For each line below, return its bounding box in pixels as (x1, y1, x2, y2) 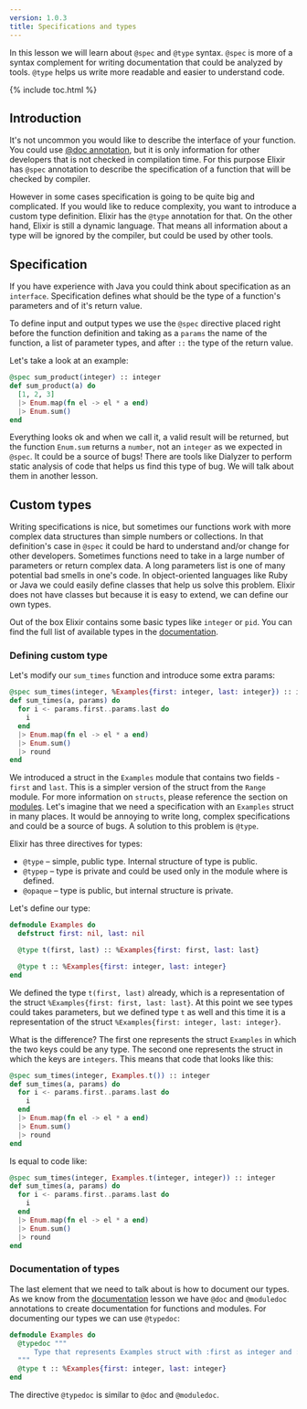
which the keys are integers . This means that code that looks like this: (9, 1053, 274, 1065)
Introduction (9, 111, 82, 126)
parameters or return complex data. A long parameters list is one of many (9, 560, 286, 571)
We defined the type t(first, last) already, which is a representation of (9, 987, 285, 998)
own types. (9, 599, 52, 610)
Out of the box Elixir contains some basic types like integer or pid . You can (9, 617, 292, 628)
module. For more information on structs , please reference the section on (9, 791, 288, 802)
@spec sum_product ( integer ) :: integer (9, 373, 162, 382)
